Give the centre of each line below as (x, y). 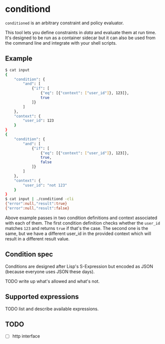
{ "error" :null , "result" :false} (37, 208)
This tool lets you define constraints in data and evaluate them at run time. (81, 32)
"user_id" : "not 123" (45, 185)
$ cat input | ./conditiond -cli (40, 199)
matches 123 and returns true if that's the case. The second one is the (77, 228)
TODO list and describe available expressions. (52, 309)
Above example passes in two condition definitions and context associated (81, 218)
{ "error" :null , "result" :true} (36, 204)
